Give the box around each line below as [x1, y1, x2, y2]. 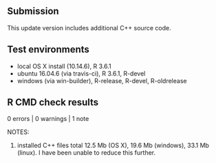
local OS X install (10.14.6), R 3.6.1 [17, 62, 111, 70]
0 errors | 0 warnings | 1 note [7, 115, 89, 123]
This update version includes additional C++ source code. [7, 23, 171, 32]
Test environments [7, 44, 89, 56]
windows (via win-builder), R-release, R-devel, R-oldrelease [17, 76, 187, 85]
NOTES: [7, 128, 30, 136]
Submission [7, 6, 60, 17]
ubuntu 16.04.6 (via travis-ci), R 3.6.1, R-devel [17, 69, 146, 78]
